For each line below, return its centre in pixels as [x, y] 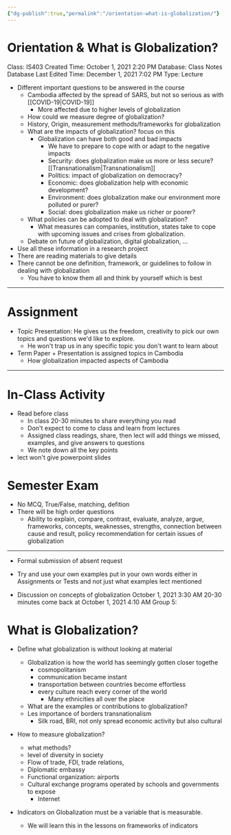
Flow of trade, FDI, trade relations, [76, 763]
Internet [49, 799]
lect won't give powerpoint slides [64, 457]
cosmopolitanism [62, 670]
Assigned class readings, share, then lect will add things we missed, [124, 435]
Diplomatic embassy [56, 770]
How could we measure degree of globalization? [96, 116]
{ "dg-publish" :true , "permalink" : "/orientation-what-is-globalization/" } [113, 13]
